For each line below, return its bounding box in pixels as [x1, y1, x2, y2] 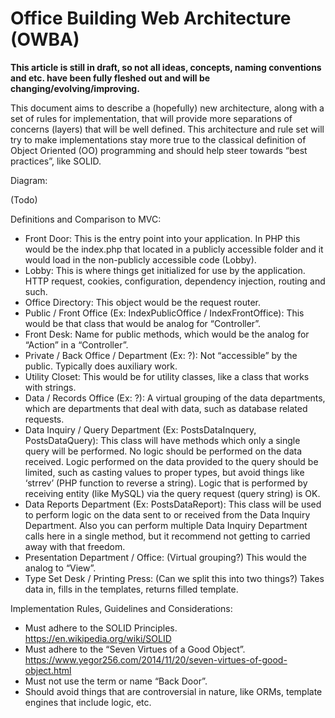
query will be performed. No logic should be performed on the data [24, 445, 302, 457]
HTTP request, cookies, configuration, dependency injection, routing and [24, 275, 326, 287]
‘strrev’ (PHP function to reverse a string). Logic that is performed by [24, 477, 308, 489]
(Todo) [10, 193, 38, 206]
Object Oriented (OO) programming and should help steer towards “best [10, 144, 308, 156]
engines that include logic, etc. [24, 696, 152, 708]
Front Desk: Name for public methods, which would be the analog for [24, 328, 310, 340]
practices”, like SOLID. [10, 155, 102, 167]
